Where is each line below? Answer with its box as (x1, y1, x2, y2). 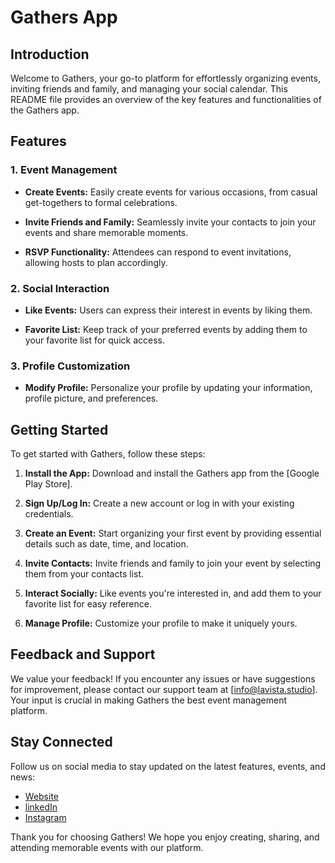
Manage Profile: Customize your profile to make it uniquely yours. (24, 617, 298, 630)
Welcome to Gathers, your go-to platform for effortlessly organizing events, (10, 72, 321, 84)
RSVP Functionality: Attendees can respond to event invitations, (24, 246, 292, 258)
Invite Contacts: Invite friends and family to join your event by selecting (24, 557, 322, 570)
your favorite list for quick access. (24, 334, 165, 346)
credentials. (24, 508, 74, 520)
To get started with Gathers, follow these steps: (10, 448, 206, 460)
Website (24, 790, 60, 802)
